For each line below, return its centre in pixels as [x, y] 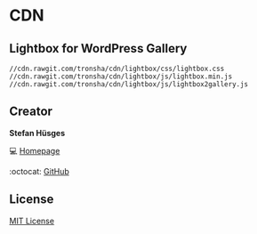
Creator [31, 112]
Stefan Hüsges [37, 133]
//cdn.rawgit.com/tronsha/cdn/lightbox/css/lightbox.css [117, 69]
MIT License [32, 221]
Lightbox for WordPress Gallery [98, 48]
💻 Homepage [35, 150]
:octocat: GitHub [39, 171]
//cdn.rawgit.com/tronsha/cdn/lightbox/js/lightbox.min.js [121, 77]
